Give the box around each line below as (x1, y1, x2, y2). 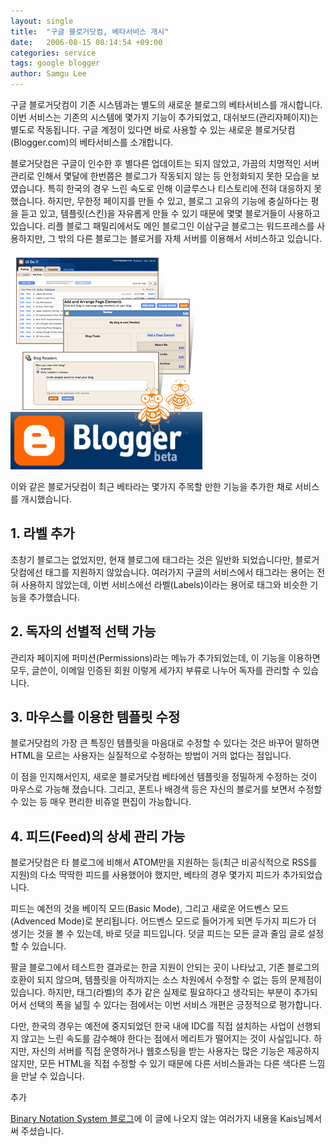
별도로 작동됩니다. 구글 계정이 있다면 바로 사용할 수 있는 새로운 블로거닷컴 (10, 124, 296, 135)
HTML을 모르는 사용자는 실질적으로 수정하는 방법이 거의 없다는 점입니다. (10, 750, 292, 762)
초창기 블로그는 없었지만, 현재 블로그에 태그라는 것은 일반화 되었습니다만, (10, 553, 293, 565)
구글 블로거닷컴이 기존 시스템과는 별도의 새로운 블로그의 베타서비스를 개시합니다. (10, 99, 323, 110)
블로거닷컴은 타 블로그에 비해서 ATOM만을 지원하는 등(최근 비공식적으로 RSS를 (10, 856, 318, 869)
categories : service (10, 48, 97, 58)
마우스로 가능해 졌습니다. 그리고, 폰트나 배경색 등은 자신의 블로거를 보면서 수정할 (10, 783, 323, 795)
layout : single (10, 16, 74, 26)
